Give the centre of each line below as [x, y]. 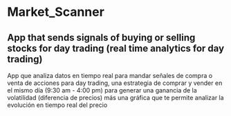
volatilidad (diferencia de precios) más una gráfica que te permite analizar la [115, 98]
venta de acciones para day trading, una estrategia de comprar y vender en [115, 83]
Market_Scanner [56, 12]
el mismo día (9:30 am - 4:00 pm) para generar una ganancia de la [102, 90]
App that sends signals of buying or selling [101, 38]
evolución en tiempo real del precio [57, 105]
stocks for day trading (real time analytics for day [116, 48]
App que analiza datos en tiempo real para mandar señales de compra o [110, 76]
